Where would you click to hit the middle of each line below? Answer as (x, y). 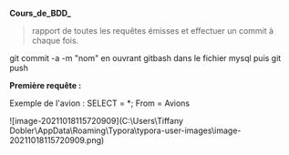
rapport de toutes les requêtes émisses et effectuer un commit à (153, 31)
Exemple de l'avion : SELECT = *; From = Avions (99, 103)
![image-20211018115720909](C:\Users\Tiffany (97, 121)
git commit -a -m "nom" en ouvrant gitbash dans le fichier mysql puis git (145, 58)
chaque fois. (55, 41)
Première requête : (46, 85)
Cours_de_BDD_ (40, 13)
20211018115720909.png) (57, 140)
